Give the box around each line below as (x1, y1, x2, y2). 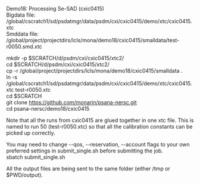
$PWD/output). (6, 171, 43, 178)
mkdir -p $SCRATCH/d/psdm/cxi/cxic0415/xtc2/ (6, 55, 124, 61)
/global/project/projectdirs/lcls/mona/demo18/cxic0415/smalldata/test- (6, 37, 180, 43)
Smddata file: (6, 30, 39, 38)
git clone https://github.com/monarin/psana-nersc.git (6, 99, 137, 106)
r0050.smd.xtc (6, 43, 43, 50)
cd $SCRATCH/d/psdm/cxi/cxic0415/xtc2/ (6, 61, 110, 68)
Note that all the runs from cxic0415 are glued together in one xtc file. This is (6, 117, 194, 124)
